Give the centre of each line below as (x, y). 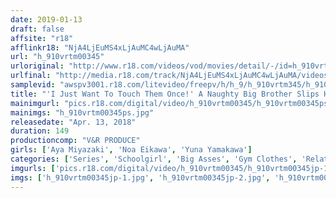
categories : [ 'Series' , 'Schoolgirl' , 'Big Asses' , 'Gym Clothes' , (154, 159)
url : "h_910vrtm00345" (57, 57)
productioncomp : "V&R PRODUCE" (75, 141)
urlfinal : (31, 76)
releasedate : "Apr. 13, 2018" (73, 122)
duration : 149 (40, 131)
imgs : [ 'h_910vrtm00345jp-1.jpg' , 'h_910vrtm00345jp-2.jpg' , (140, 177)
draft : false (37, 29)
